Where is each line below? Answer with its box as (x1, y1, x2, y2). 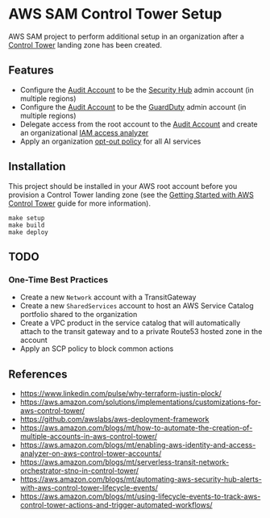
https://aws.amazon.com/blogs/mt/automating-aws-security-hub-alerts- (19, 474, 262, 484)
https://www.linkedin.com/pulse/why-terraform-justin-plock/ (19, 389, 222, 399)
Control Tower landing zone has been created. (8, 40, 163, 49)
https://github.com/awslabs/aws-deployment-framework (19, 415, 210, 424)
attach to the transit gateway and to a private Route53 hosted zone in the (19, 327, 263, 336)
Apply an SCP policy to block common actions (19, 344, 174, 353)
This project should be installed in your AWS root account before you (8, 181, 238, 190)
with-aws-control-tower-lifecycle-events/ (19, 483, 159, 493)
